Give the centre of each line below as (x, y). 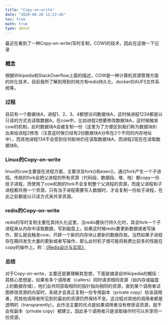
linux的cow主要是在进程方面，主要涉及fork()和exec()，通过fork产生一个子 (81, 171)
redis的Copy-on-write (32, 210)
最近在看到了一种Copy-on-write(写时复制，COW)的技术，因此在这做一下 (80, 43)
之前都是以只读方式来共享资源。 (42, 196)
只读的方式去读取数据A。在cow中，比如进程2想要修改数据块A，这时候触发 (82, 120)
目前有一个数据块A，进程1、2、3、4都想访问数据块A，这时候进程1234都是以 (84, 114)
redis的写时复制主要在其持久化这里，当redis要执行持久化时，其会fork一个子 (83, 222)
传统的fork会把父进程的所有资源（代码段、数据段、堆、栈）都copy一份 (86, 177)
